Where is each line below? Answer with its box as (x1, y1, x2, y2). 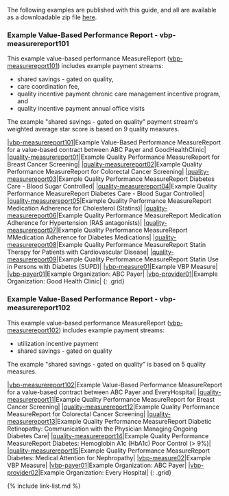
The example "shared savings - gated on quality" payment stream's (7, 118, 199, 126)
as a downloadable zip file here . (7, 13, 97, 21)
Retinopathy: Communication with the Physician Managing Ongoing (7, 424, 197, 433)
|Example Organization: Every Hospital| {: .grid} (38, 468, 172, 477)
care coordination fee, (16, 83, 80, 91)
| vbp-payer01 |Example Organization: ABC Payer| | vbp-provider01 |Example (7, 270, 218, 278)
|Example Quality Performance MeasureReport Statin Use (56, 255, 219, 263)
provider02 (7, 468, 39, 477)
